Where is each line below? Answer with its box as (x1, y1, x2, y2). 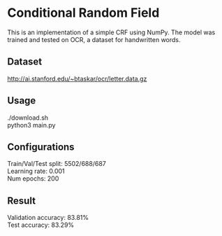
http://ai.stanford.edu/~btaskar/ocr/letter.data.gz (7, 74, 147, 83)
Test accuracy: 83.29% (7, 221, 75, 229)
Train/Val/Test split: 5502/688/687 (7, 160, 106, 168)
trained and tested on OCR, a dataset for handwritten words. (7, 35, 181, 43)
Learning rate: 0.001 (7, 167, 65, 176)
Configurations (7, 141, 75, 153)
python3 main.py (7, 120, 56, 129)
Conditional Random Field (7, 5, 160, 21)
